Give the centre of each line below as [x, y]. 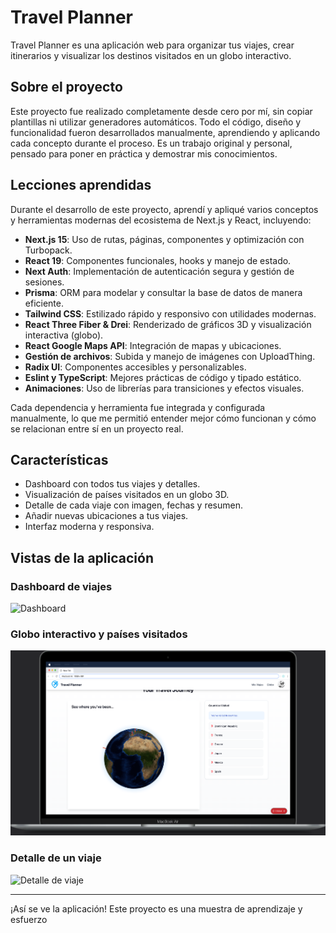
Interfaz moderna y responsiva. [89, 527]
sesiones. [44, 282]
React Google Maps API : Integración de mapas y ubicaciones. [153, 345]
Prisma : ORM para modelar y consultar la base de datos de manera [163, 292]
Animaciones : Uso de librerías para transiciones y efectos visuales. [164, 388]
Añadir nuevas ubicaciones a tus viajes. [106, 516]
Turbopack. [48, 250]
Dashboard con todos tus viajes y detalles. [112, 484]
